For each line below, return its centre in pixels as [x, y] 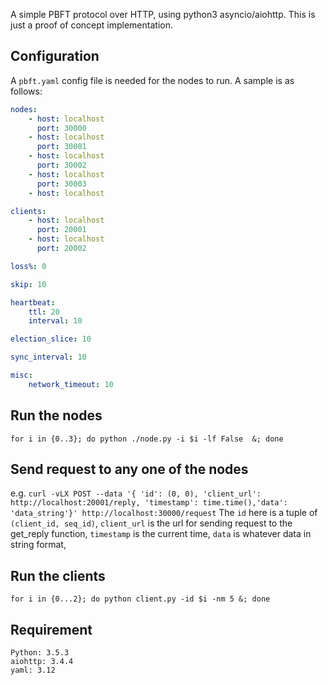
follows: [26, 91]
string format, [38, 545]
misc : [21, 375]
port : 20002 [61, 249]
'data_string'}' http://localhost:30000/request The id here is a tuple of [164, 513]
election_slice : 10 [51, 339]
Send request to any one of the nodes [129, 469]
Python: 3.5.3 [40, 653]
